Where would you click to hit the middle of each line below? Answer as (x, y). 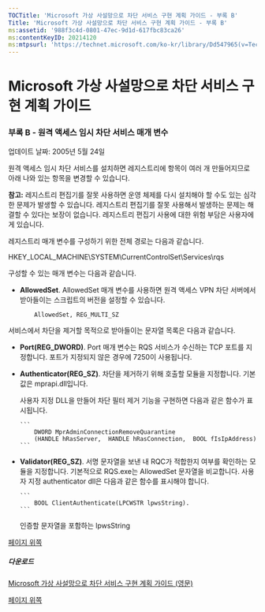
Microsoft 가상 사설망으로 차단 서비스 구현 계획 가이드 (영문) (101, 583)
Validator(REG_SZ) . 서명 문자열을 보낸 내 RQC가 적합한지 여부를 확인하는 (134, 461)
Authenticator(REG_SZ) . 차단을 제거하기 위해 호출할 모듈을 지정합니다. (131, 373)
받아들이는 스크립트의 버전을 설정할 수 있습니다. (92, 300)
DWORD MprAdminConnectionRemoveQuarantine (105, 432)
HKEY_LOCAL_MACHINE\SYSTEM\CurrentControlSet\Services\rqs (116, 256)
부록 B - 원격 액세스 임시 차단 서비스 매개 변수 (88, 132)
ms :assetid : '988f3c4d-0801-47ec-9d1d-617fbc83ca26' (97, 30)
